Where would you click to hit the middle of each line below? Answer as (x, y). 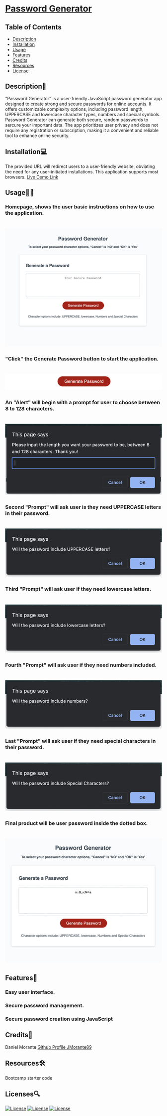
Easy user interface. (30, 992)
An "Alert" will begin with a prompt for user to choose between (83, 402)
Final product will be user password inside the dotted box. (77, 823)
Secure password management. (45, 1005)
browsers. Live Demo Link (32, 177)
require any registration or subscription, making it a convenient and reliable (82, 130)
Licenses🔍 (23, 1094)
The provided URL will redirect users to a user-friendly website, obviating (80, 166)
